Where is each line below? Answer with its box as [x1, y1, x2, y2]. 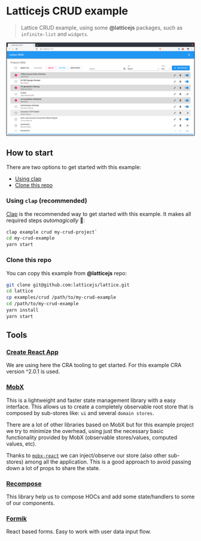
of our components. [6, 500, 55, 507]
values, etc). [6, 440, 37, 447]
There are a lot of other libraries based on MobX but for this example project [6, 421, 194, 428]
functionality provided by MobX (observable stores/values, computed [6, 434, 178, 441]
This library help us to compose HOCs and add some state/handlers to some [6, 493, 195, 500]
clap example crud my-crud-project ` [6, 229, 98, 235]
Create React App [6, 348, 59, 356]
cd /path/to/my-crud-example [6, 301, 79, 307]
